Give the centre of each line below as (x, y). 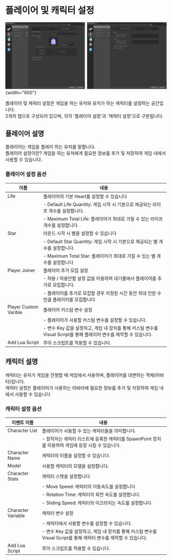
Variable (16, 515)
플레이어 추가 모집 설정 (66, 270)
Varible (15, 312)
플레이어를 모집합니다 (74, 299)
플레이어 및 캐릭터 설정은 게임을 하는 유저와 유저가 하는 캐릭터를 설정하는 (78, 103)
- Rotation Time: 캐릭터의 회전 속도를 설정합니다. (91, 494)
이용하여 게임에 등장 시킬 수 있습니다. (84, 445)
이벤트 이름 (23, 422)
